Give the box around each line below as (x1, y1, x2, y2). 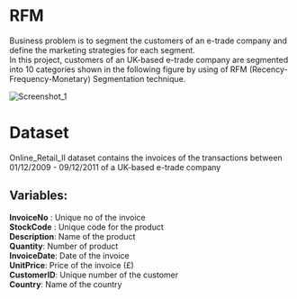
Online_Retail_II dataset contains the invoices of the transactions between (9, 152, 283, 163)
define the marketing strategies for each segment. (9, 44, 195, 55)
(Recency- (248, 64, 288, 75)
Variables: (9, 188, 68, 204)
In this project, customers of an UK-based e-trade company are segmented (9, 54, 289, 65)
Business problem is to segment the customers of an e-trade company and (9, 35, 288, 46)
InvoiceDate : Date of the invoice (9, 249, 130, 261)
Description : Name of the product (9, 231, 136, 241)
